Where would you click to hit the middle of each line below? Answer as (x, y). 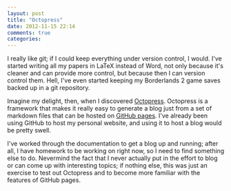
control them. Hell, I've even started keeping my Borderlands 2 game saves (114, 80)
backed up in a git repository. (49, 88)
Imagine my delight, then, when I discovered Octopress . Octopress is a (108, 101)
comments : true (29, 33)
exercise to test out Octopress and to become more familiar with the (104, 173)
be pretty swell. (29, 131)
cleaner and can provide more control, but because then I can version (106, 74)
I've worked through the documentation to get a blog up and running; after (113, 144)
